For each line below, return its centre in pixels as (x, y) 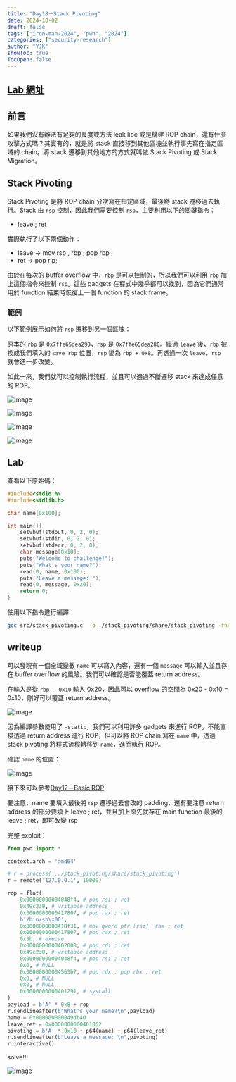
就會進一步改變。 (32, 362)
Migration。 (24, 161)
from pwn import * (34, 848)
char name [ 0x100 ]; (34, 513)
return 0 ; (34, 591)
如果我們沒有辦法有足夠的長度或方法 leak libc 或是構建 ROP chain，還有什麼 (117, 134)
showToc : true (28, 54)
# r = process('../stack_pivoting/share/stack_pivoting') (94, 874)
